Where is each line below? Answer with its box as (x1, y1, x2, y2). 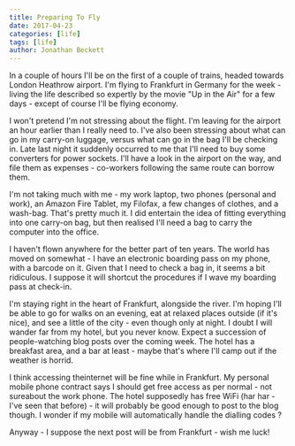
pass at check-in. (9, 281, 72, 292)
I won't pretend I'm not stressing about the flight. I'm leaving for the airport (9, 116, 281, 127)
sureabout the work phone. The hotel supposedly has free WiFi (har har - (9, 391, 276, 402)
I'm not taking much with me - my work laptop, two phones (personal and (9, 189, 276, 200)
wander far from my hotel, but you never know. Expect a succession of (9, 327, 267, 337)
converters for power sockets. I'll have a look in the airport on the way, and (9, 153, 282, 164)
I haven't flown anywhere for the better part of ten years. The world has (9, 244, 270, 255)
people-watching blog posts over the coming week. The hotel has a (9, 336, 255, 347)
